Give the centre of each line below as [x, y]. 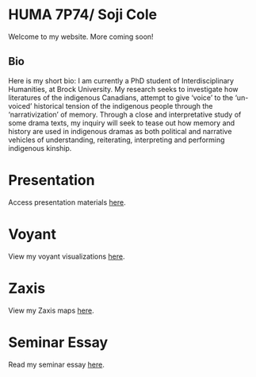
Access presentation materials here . [67, 202]
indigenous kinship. [40, 148]
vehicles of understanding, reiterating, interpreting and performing [117, 140]
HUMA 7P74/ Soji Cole [83, 15]
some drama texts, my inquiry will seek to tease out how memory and [122, 123]
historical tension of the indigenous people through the [123, 106]
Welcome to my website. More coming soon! [81, 37]
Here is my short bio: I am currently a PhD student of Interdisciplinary [121, 80]
